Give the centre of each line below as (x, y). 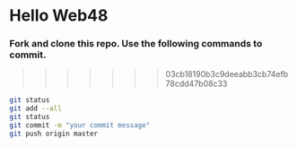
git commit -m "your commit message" (80, 125)
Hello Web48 (59, 16)
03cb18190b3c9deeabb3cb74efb (227, 74)
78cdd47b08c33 (197, 84)
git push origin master (54, 134)
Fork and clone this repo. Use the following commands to (136, 44)
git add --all (36, 108)
